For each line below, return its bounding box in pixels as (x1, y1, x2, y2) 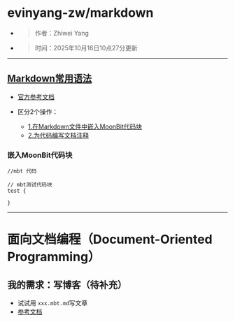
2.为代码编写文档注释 (27, 131, 90, 139)
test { (7, 187, 27, 195)
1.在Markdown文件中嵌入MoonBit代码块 (27, 122, 142, 131)
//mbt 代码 (7, 168, 37, 175)
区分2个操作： (17, 107, 59, 116)
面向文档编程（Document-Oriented (7, 232, 213, 247)
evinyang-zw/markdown (7, 5, 154, 21)
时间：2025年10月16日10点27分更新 (34, 43, 138, 52)
